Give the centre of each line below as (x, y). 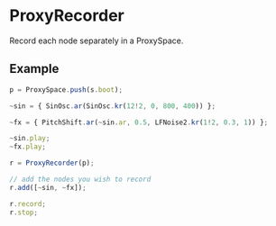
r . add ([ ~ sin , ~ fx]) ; (48, 187)
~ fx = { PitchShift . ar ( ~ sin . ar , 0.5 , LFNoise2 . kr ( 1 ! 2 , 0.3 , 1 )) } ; (139, 122)
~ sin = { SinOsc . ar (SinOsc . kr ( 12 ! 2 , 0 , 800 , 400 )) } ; (113, 106)
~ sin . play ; (30, 139)
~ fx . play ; (28, 147)
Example (34, 69)
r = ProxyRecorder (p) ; (52, 163)
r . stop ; (24, 212)
